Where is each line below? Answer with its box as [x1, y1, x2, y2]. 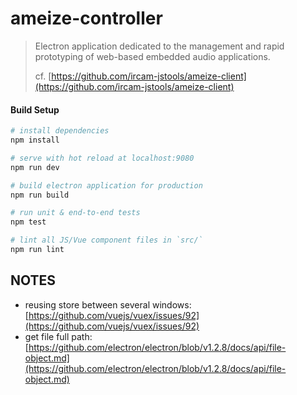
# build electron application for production [10, 180, 203, 191]
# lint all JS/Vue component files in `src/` [10, 235, 203, 246]
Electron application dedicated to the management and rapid [34, 40, 285, 52]
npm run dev [10, 162, 60, 172]
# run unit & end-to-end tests [10, 208, 141, 218]
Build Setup [10, 103, 60, 116]
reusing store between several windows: [24, 298, 192, 311]
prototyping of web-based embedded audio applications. [34, 50, 271, 62]
